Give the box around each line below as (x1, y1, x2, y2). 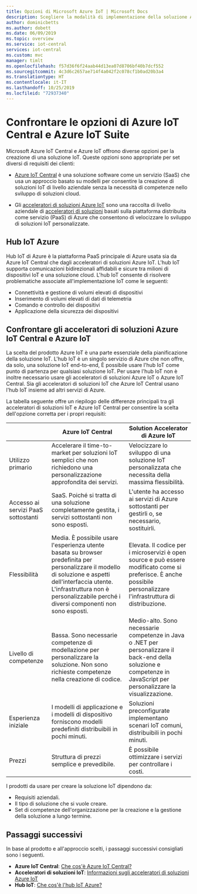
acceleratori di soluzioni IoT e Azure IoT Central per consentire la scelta (6, 404, 179, 411)
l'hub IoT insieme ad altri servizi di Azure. (6, 386, 106, 393)
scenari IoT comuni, (128, 722, 183, 730)
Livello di (9, 650, 34, 658)
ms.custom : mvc (6, 52, 43, 58)
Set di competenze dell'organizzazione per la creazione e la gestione (14, 807, 182, 814)
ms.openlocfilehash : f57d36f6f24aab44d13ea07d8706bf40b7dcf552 (6, 63, 164, 69)
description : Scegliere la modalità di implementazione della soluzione (6, 14, 188, 20)
